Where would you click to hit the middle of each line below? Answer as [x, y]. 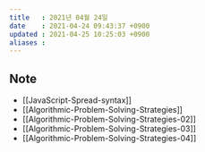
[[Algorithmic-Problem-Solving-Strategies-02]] [109, 119]
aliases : [28, 42]
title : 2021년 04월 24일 [59, 17]
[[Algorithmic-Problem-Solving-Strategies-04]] [109, 139]
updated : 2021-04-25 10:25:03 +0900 [80, 34]
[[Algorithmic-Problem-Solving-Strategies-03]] [109, 129]
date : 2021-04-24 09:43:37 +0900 [80, 26]
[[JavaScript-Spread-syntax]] [77, 100]
